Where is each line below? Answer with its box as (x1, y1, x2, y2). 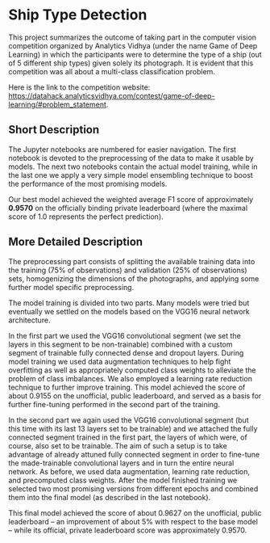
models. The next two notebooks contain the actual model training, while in (8, 162, 258, 171)
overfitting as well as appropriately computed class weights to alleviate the (8, 365, 256, 375)
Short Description (8, 123, 100, 137)
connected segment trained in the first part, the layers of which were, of (8, 432, 247, 442)
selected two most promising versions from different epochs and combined (8, 483, 259, 494)
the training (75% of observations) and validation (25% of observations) (8, 265, 247, 275)
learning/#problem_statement (8, 99, 107, 109)
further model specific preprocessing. (8, 282, 135, 292)
